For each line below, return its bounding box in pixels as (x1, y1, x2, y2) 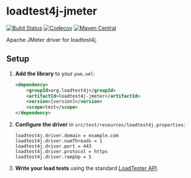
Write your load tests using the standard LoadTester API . (15, 165, 159, 171)
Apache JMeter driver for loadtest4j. (6, 36, 98, 43)
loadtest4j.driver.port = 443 (15, 143, 92, 149)
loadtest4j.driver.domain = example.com (15, 132, 119, 139)
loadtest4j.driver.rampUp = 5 (15, 154, 92, 160)
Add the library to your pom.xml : (15, 70, 95, 77)
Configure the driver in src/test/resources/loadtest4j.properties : (15, 121, 186, 128)
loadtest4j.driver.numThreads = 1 (15, 138, 102, 144)
